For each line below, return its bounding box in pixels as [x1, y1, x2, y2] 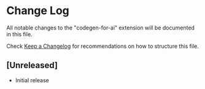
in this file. [6, 30, 33, 37]
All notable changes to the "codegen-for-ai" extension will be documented [6, 24, 195, 31]
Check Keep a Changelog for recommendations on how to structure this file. [6, 42, 199, 50]
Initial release [15, 76, 49, 83]
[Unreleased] [6, 60, 58, 71]
